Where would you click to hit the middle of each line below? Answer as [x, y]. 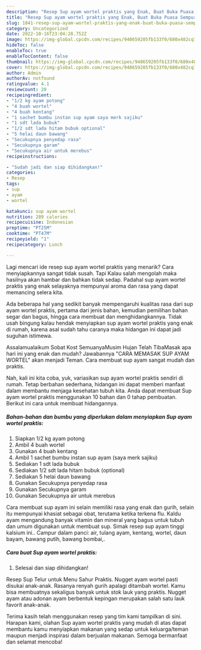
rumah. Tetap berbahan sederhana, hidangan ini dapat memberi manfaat [96, 384]
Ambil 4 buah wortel [40, 445]
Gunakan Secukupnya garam [51, 489]
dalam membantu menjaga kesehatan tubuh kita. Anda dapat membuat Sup [99, 390]
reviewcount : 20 [26, 90]
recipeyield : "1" [28, 239]
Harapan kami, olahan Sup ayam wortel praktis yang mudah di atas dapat [96, 622]
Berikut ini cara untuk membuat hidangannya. [62, 403]
